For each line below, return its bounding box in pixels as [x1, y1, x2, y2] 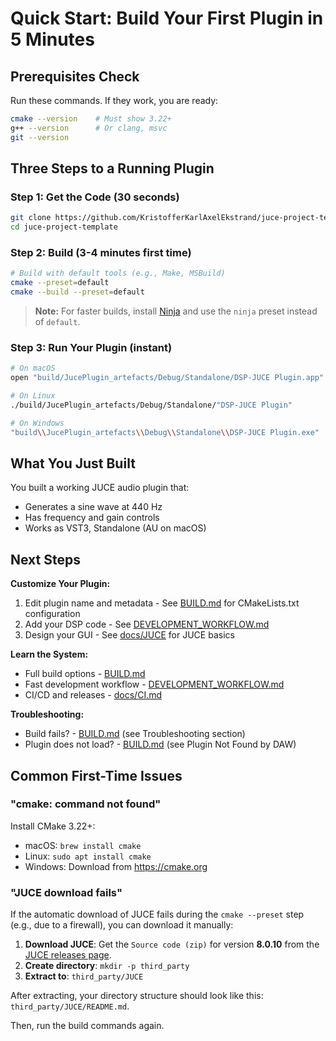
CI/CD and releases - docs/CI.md [24, 689, 163, 701]
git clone [10, 213, 52, 223]
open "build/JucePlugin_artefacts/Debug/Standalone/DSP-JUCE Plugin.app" [10, 373, 325, 383]
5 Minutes [10, 28, 95, 51]
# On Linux [10, 391, 56, 401]
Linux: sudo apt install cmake [24, 850, 152, 862]
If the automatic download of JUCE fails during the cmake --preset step [10, 908, 305, 921]
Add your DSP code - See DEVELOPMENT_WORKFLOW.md [24, 618, 270, 631]
